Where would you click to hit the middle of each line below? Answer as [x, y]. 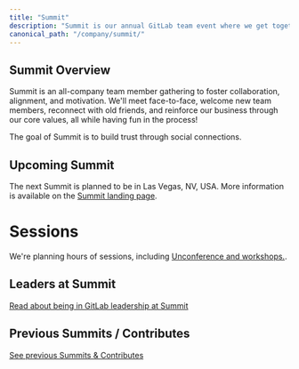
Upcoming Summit [62, 165]
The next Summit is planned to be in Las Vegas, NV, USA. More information [147, 186]
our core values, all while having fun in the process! [104, 120]
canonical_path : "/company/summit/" [77, 34]
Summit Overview [60, 70]
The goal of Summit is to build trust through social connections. [125, 137]
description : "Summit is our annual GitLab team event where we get [139, 26]
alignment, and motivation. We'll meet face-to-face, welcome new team [140, 101]
